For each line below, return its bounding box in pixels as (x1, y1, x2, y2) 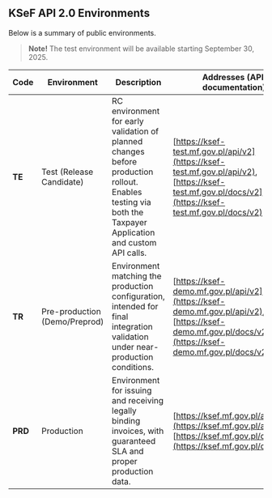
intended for (112, 300, 159, 312)
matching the (112, 270, 162, 282)
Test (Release (41, 166, 94, 177)
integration (112, 321, 153, 332)
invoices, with (112, 425, 164, 436)
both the (112, 206, 144, 218)
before (112, 155, 138, 167)
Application (112, 227, 155, 238)
